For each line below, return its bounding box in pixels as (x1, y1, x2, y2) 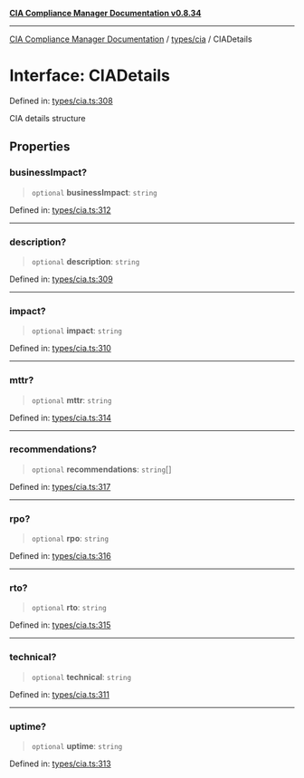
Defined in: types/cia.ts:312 (9, 204, 111, 216)
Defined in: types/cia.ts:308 (9, 95, 113, 106)
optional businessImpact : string (31, 187, 158, 197)
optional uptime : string (31, 741, 123, 751)
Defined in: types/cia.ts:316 (9, 551, 111, 562)
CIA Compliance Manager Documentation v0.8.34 (9, 8, 202, 18)
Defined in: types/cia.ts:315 (9, 620, 111, 630)
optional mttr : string (31, 394, 112, 406)
